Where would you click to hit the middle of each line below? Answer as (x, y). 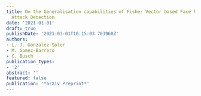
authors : (17, 39)
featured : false (26, 78)
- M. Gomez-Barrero (31, 51)
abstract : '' (22, 73)
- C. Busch (20, 56)
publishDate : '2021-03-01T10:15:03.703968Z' (63, 34)
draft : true (21, 28)
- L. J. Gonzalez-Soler (36, 45)
